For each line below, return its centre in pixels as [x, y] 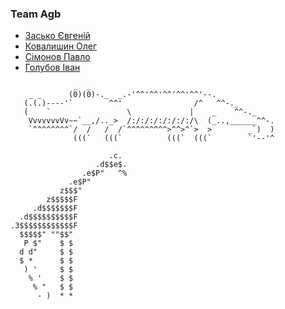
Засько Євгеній [57, 36]
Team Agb [36, 14]
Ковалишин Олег [61, 46]
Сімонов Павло [57, 57]
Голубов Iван [52, 68]
